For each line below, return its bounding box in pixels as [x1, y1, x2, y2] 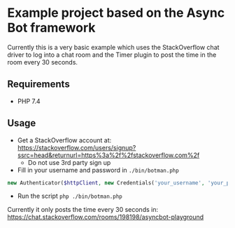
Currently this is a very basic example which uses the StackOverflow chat [7, 43, 220, 51]
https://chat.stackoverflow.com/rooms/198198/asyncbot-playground [7, 213, 204, 222]
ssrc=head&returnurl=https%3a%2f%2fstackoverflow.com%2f [17, 151, 200, 159]
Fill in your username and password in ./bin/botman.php [17, 166, 180, 174]
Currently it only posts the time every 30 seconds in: [7, 206, 159, 214]
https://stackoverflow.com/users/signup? [17, 143, 136, 152]
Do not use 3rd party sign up [27, 158, 111, 166]
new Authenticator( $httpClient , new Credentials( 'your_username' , [7, 179, 205, 187]
